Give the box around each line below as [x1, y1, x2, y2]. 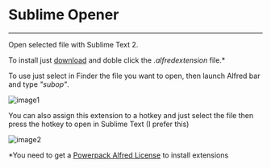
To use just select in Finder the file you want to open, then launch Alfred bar [8, 71, 261, 80]
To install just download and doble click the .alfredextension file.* [8, 55, 226, 65]
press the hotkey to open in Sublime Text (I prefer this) [8, 119, 190, 129]
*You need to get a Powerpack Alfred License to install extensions [8, 150, 229, 160]
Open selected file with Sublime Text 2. [8, 39, 139, 49]
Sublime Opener [8, 6, 119, 24]
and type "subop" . [8, 79, 70, 89]
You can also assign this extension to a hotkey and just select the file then [8, 110, 254, 120]
